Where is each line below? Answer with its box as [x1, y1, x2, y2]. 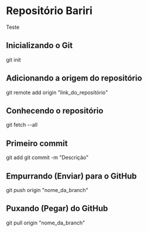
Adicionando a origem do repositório [6, 73, 142, 83]
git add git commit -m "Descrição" [6, 154, 89, 161]
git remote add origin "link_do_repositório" [6, 89, 108, 96]
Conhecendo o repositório [6, 106, 104, 116]
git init [6, 56, 22, 63]
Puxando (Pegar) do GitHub [6, 204, 108, 214]
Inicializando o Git [6, 41, 73, 51]
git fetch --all [6, 122, 38, 129]
